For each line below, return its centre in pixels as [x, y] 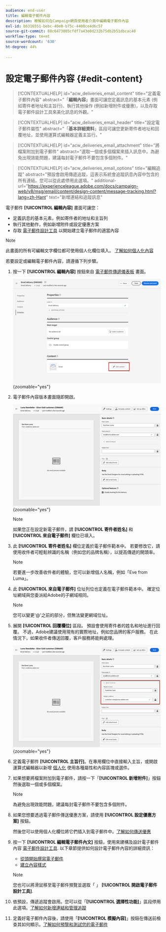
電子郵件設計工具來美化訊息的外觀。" [55, 112]
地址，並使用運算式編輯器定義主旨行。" [62, 135]
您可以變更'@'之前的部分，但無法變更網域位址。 [61, 615]
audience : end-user [26, 10]
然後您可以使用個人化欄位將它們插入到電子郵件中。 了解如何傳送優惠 [82, 831]
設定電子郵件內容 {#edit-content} [74, 79]
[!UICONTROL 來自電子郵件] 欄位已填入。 [55, 535]
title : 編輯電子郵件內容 [28, 16]
